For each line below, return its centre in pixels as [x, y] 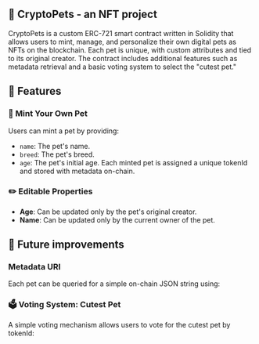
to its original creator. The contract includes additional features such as [123, 58]
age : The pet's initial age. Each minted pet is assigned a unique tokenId [133, 162]
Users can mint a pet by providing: [64, 131]
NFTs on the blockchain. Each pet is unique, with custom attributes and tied [130, 50]
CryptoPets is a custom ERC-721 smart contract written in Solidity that [121, 33]
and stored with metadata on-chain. [77, 171]
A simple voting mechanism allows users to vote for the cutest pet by [119, 324]
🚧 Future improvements [67, 245]
